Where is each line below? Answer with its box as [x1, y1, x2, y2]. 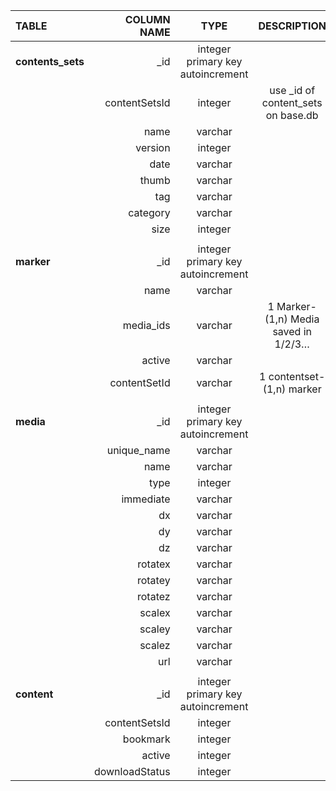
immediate [121, 492, 171, 506]
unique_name [106, 444, 171, 457]
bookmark [122, 732, 171, 746]
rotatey [136, 574, 171, 587]
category [128, 206, 171, 219]
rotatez [137, 590, 171, 603]
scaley [139, 622, 171, 636]
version [135, 141, 171, 154]
